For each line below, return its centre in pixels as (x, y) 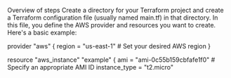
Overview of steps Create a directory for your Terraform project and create (115, 10)
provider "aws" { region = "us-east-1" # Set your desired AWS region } (109, 46)
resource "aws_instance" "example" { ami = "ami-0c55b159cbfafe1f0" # (111, 60)
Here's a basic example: (42, 32)
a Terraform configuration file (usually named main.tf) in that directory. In (113, 18)
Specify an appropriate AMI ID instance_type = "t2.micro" (91, 67)
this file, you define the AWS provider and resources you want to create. (112, 25)
